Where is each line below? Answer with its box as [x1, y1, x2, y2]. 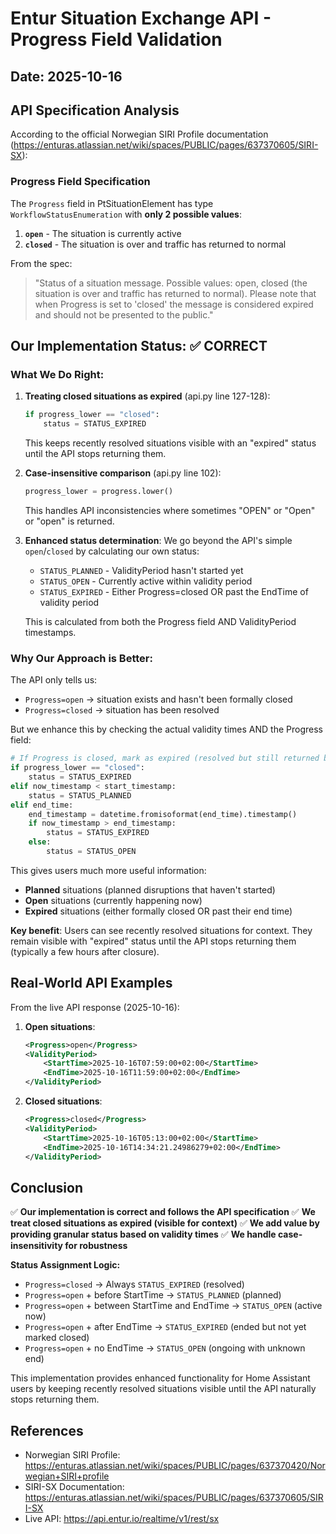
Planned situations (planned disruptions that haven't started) [24, 883, 276, 896]
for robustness [64, 1240, 128, 1252]
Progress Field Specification [10, 175, 151, 189]
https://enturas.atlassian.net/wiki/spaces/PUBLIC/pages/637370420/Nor [24, 1460, 326, 1472]
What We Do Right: [10, 368, 105, 381]
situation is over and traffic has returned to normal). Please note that [34, 287, 317, 299]
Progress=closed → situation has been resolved [24, 704, 220, 716]
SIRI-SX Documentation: [24, 1481, 125, 1493]
